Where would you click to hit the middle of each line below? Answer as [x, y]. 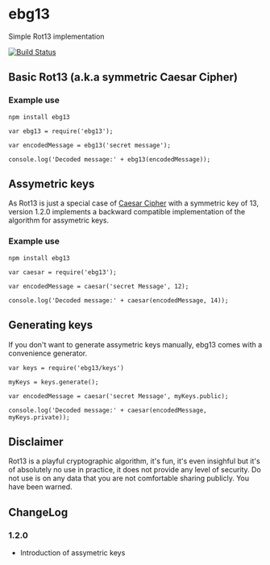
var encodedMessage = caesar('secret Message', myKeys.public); [118, 396]
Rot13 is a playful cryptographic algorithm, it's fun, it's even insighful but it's [134, 461]
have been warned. [40, 487]
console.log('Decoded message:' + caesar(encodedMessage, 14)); [118, 300]
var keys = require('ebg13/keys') [66, 368]
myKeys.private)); [39, 417]
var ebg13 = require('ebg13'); [61, 131]
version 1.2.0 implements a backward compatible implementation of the [127, 212]
